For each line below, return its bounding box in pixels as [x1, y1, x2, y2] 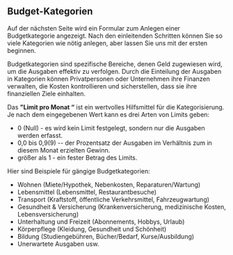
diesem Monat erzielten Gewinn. [17, 146, 111, 154]
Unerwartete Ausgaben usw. [17, 240, 99, 248]
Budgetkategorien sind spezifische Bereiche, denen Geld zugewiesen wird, [7, 59, 223, 68]
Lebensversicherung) [17, 210, 79, 218]
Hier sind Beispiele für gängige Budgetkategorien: [7, 167, 151, 175]
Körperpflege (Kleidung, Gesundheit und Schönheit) [17, 224, 167, 233]
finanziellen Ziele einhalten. [7, 89, 86, 98]
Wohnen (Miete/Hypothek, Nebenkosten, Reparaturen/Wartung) [17, 180, 201, 189]
